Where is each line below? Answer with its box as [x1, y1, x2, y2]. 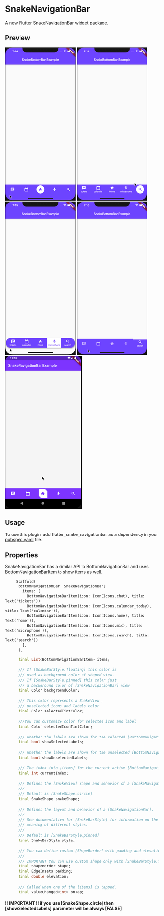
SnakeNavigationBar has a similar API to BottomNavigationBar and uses [5, 564, 149, 570]
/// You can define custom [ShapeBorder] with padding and [18, 848, 141, 853]
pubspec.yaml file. [5, 536, 42, 542]
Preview [5, 34, 31, 42]
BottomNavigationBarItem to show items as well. [5, 569, 102, 575]
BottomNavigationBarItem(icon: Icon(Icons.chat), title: [26, 594, 145, 599]
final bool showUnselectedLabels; [18, 755, 89, 760]
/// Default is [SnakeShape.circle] [18, 791, 93, 796]
